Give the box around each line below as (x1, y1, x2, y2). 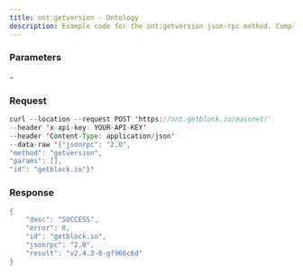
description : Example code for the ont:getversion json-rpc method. (9, 22, 272, 31)
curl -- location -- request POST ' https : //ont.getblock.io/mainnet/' (9, 115, 272, 124)
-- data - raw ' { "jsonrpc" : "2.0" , (9, 140, 131, 149)
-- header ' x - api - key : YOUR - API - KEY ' (9, 123, 147, 132)
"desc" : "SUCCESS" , (25, 215, 99, 225)
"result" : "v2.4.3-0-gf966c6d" (25, 249, 143, 258)
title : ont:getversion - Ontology (9, 13, 140, 23)
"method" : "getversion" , (9, 148, 103, 158)
